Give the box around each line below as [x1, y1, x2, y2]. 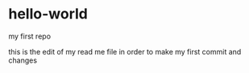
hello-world [8, 5, 89, 23]
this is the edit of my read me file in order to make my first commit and [8, 47, 242, 56]
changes [8, 55, 38, 65]
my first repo [8, 31, 51, 41]
